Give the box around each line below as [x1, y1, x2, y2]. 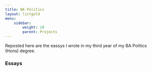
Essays [5, 60, 23, 67]
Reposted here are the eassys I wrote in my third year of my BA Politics [5, 43, 147, 48]
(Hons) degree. [5, 48, 35, 54]
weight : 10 [22, 25, 45, 30]
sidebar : [14, 20, 32, 26]
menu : [5, 16, 16, 21]
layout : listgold [5, 12, 40, 16]
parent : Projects [22, 29, 57, 34]
